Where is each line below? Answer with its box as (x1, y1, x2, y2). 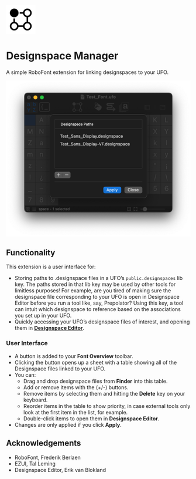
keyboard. (23, 396, 48, 403)
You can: (14, 371, 36, 378)
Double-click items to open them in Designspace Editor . (23, 415, 160, 422)
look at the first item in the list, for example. (23, 409, 128, 416)
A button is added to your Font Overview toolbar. (14, 352, 133, 359)
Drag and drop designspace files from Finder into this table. (23, 377, 168, 384)
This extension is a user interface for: (6, 263, 96, 271)
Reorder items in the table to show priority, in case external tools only (23, 402, 191, 409)
